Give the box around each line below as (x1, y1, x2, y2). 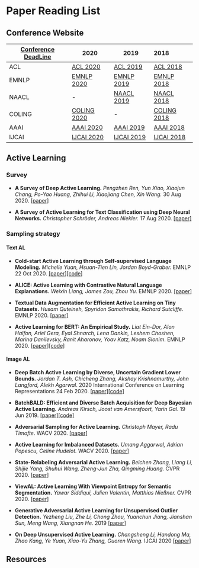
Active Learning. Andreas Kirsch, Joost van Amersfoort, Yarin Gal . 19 (14, 406, 185, 413)
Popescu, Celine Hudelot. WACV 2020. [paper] (14, 447, 129, 454)
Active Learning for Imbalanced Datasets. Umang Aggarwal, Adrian (14, 441, 184, 448)
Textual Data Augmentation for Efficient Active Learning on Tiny (14, 299, 176, 306)
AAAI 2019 (113, 123, 145, 131)
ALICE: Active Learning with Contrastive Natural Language (14, 281, 162, 288)
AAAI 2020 (72, 123, 103, 131)
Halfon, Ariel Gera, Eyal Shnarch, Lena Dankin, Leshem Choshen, (14, 329, 175, 336)
